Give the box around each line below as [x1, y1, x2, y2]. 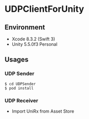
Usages [4, 56, 29, 64]
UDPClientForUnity [4, 3, 85, 15]
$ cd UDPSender [4, 81, 36, 87]
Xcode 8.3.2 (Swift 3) [11, 36, 55, 42]
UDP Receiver [4, 97, 39, 104]
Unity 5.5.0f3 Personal [11, 41, 58, 47]
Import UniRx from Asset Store [11, 108, 75, 114]
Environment [4, 23, 45, 31]
